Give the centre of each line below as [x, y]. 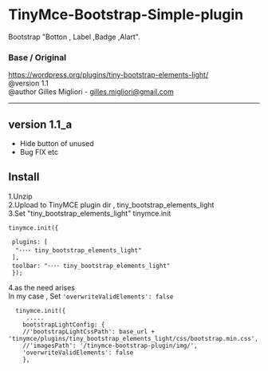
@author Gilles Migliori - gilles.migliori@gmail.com [91, 92]
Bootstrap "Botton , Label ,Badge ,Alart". [75, 37]
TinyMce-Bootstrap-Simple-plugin [126, 15]
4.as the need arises [42, 287]
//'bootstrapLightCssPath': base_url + [89, 332]
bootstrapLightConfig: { [64, 325]
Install [24, 177]
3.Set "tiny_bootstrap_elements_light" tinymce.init [90, 213]
